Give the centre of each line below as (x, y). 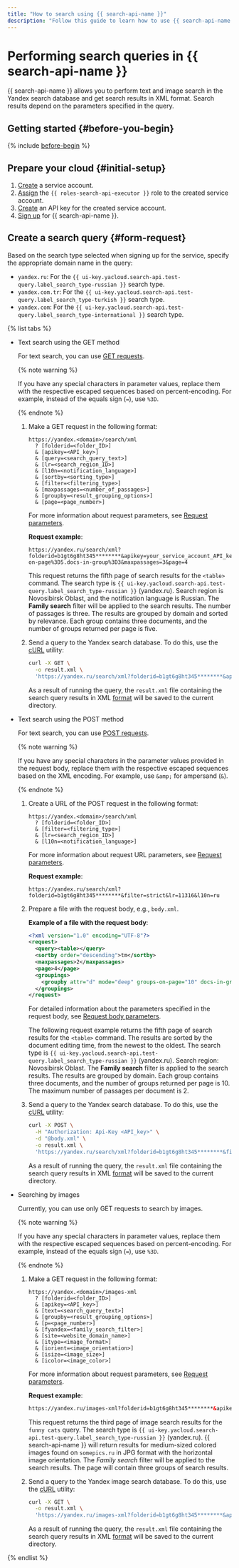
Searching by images (49, 1194)
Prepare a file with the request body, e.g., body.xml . (103, 909)
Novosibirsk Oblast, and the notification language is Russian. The (123, 598)
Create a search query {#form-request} (97, 238)
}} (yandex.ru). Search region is (177, 590)
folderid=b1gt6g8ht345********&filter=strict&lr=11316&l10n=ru (124, 895)
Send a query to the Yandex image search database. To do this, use (127, 1481)
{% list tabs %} (30, 328)
